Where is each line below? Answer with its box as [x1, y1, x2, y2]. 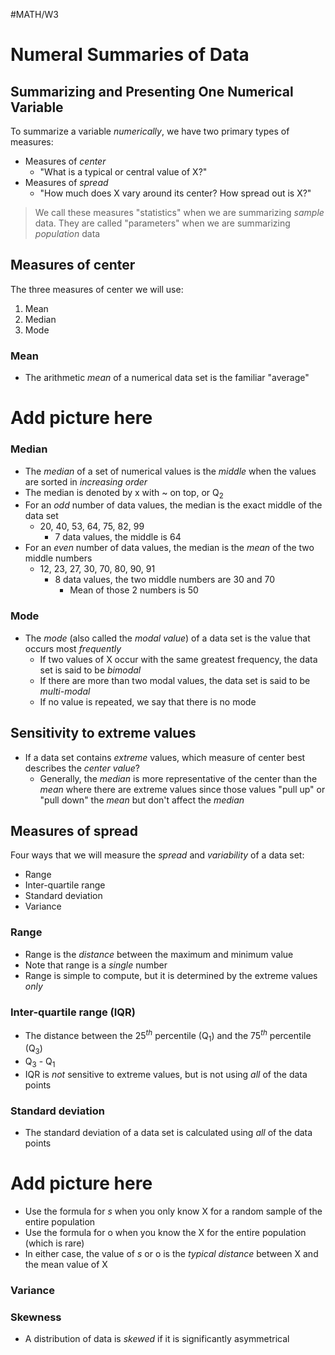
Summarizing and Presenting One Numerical [10, 83, 294, 100]
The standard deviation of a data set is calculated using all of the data [24, 1127, 313, 1139]
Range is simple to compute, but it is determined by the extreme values [24, 969, 318, 981]
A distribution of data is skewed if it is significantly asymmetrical [24, 1333, 290, 1345]
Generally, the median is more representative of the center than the [39, 772, 318, 784]
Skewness [10, 1310, 62, 1324]
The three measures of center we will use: [10, 283, 184, 295]
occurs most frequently [24, 642, 122, 654]
